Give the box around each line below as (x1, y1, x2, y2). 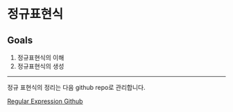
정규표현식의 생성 (17, 62, 64, 70)
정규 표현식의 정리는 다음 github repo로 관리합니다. (7, 84, 146, 91)
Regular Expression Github (7, 97, 83, 105)
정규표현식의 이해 (17, 53, 64, 62)
